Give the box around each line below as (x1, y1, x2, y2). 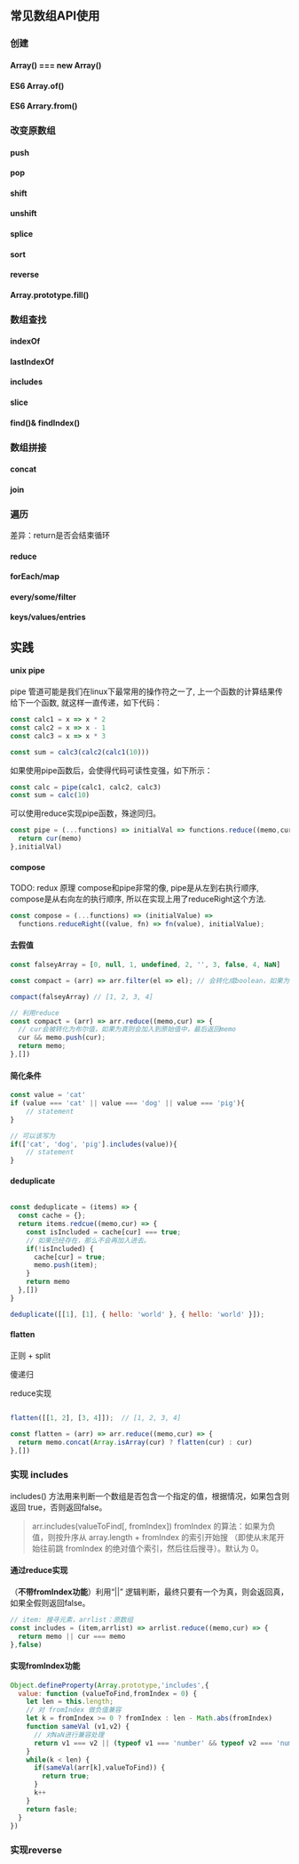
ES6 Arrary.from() (10, 101, 78, 111)
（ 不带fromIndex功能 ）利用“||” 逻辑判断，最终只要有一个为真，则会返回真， (10, 1586, 289, 1597)
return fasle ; (26, 1804, 78, 1813)
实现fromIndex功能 (10, 1660, 81, 1671)
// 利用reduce (10, 1008, 60, 1017)
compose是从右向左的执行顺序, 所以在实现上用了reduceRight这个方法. (10, 893, 267, 905)
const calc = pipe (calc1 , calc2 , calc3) (10, 782, 162, 792)
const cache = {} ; (18, 1211, 87, 1221)
